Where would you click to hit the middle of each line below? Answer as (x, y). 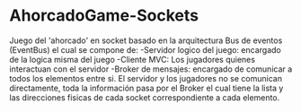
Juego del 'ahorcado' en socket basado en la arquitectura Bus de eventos (146, 40)
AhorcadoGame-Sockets (104, 16)
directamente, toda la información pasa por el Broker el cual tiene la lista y (146, 88)
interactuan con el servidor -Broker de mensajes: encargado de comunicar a (151, 69)
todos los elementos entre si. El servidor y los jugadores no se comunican (146, 78)
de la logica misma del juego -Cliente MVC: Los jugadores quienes (133, 59)
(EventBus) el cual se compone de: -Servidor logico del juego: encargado (145, 49)
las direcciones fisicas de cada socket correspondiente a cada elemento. (145, 97)
